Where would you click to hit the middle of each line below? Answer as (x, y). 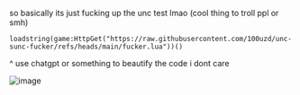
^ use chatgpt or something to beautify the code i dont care (119, 63)
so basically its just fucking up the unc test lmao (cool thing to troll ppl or (144, 13)
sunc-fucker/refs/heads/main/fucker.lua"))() (96, 47)
